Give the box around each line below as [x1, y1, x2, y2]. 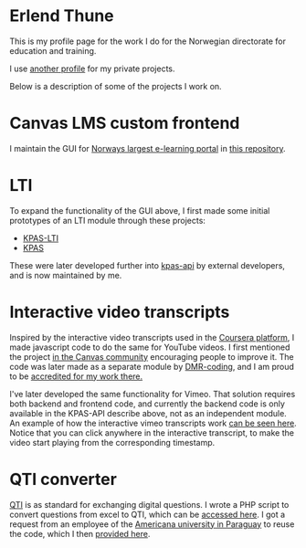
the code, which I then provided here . [9, 528, 151, 539]
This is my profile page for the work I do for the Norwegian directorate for [9, 36, 286, 47]
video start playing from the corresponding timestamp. [9, 437, 216, 448]
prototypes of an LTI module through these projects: [9, 215, 206, 226]
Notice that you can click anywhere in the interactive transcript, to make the [9, 427, 295, 438]
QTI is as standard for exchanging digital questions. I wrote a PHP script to [9, 499, 290, 510]
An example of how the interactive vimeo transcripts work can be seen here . [9, 417, 297, 428]
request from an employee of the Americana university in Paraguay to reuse [9, 518, 295, 530]
